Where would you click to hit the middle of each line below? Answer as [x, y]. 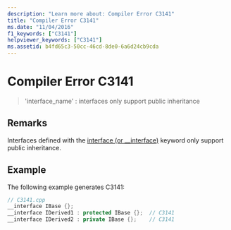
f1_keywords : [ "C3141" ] [42, 34]
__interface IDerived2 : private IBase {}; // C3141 [91, 219]
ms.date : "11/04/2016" [40, 27]
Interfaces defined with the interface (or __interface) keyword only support [115, 140]
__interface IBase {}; [40, 206]
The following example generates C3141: [66, 187]
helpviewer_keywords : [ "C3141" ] [55, 40]
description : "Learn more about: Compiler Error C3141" [91, 14]
